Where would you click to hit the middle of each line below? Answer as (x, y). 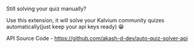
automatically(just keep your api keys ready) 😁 (65, 27)
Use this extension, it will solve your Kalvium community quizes (85, 20)
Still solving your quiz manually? (46, 9)
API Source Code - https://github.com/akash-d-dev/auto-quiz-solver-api (97, 38)
